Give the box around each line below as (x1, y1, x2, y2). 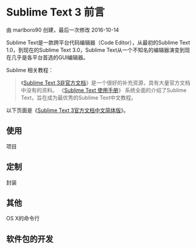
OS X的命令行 (6, 215, 40, 222)
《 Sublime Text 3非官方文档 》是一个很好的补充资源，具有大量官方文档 (20, 79, 191, 86)
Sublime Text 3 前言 (6, 5, 105, 19)
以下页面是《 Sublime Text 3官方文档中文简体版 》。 (6, 107, 129, 114)
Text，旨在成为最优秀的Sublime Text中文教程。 (20, 94, 137, 101)
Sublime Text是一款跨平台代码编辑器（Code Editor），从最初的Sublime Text (6, 39, 191, 46)
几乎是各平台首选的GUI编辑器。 (11, 54, 89, 61)
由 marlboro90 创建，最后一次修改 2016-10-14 (6, 26, 119, 33)
